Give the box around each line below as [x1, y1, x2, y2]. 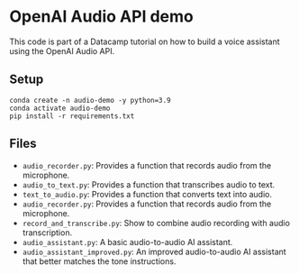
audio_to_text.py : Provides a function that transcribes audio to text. [22, 178, 276, 190]
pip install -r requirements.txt [9, 111, 135, 121]
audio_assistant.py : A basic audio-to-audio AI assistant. [22, 236, 233, 247]
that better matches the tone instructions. [22, 255, 177, 267]
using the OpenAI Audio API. [9, 45, 115, 56]
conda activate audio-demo [9, 104, 111, 113]
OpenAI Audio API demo [9, 6, 194, 27]
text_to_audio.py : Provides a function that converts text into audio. [22, 188, 273, 199]
